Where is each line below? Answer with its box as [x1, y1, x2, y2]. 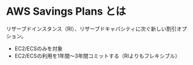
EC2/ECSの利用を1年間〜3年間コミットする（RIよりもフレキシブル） [14, 52, 181, 59]
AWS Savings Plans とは [6, 5, 126, 18]
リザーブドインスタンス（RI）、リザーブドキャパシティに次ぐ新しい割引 [6, 25, 177, 32]
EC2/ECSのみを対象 [14, 45, 63, 52]
